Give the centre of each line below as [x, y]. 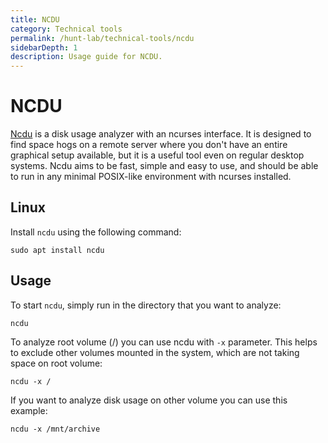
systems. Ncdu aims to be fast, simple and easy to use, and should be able [164, 166]
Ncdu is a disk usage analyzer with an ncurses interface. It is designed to [161, 134]
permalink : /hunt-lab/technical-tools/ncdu [102, 38]
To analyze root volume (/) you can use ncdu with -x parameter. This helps [164, 342]
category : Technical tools [66, 29]
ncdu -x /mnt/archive [55, 429]
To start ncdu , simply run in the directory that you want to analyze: [146, 305]
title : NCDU [35, 19]
